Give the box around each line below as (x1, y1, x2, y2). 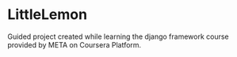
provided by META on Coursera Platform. (7, 40, 142, 49)
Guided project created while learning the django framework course (7, 32, 229, 41)
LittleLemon (7, 6, 88, 24)
